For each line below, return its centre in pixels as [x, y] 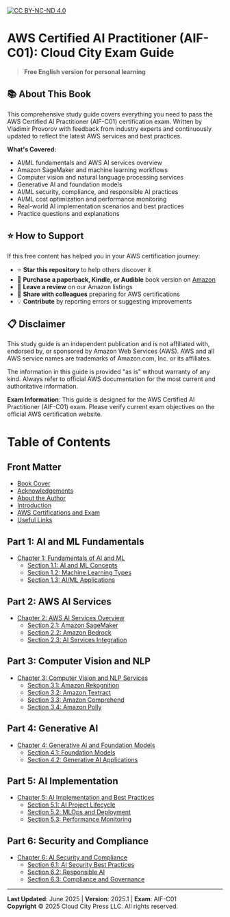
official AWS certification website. [55, 414]
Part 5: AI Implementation [63, 781]
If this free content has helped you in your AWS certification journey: [104, 256]
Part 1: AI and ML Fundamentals [76, 541]
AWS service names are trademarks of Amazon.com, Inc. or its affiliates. [109, 358]
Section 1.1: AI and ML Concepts [72, 565]
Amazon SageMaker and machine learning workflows [92, 170]
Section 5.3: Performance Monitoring [79, 820]
